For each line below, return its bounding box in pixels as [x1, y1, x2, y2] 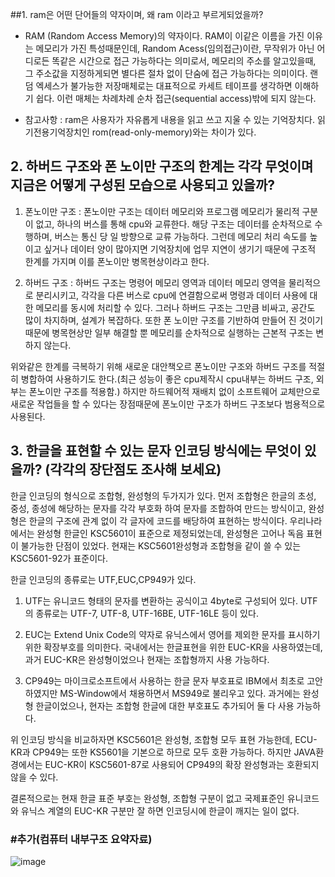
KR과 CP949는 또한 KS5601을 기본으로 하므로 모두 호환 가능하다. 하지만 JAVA [10, 746, 317, 758]
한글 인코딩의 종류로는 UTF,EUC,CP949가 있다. [10, 573, 197, 585]
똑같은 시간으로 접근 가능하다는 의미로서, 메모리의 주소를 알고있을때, [51, 55, 317, 67]
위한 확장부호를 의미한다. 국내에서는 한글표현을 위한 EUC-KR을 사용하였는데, [24, 641, 323, 653]
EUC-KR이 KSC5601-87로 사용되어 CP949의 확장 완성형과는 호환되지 [44, 758, 320, 770]
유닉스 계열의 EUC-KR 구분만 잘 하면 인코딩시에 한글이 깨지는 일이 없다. [20, 804, 300, 817]
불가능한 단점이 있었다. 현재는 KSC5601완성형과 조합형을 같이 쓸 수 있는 [20, 539, 302, 552]
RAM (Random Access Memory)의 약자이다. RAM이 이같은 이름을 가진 [24, 30, 305, 42]
